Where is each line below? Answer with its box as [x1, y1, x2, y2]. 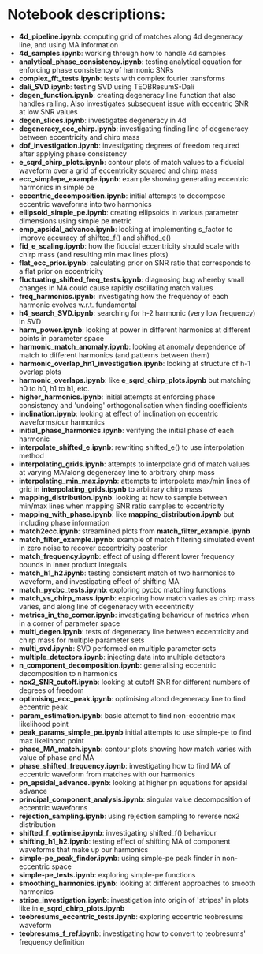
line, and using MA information [18, 39, 119, 49]
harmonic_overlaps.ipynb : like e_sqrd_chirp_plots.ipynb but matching [18, 375, 251, 384]
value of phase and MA [18, 752, 94, 762]
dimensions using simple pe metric [18, 215, 132, 226]
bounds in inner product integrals [18, 559, 128, 569]
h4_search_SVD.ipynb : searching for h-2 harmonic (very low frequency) [18, 308, 256, 317]
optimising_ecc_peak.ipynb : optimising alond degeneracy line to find [18, 694, 246, 703]
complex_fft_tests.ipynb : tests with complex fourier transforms [18, 73, 226, 83]
